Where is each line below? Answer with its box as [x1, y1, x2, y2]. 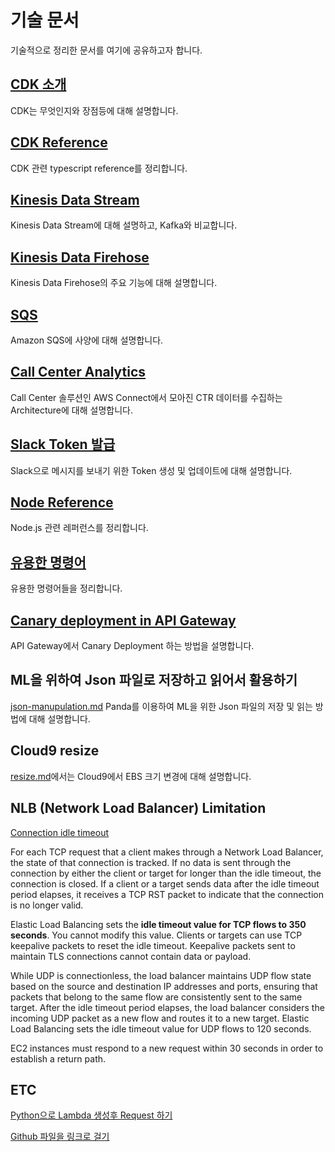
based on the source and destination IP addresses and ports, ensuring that [10, 980, 318, 992]
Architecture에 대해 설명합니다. [10, 404, 133, 416]
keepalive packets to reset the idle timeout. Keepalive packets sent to [10, 939, 296, 951]
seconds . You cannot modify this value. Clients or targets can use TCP [10, 929, 303, 941]
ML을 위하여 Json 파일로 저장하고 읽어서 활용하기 [10, 672, 298, 689]
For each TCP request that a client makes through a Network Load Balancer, [10, 846, 324, 858]
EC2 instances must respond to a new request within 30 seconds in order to [10, 1042, 324, 1054]
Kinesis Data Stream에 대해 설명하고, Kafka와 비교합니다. [10, 219, 238, 231]
